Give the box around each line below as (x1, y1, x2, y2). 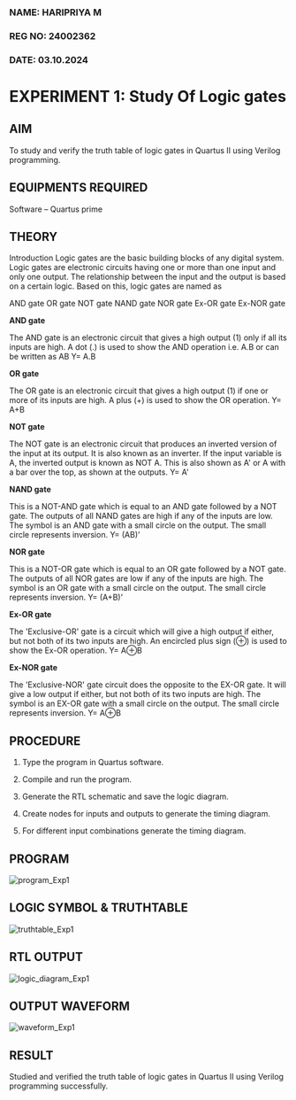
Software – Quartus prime (9, 204, 103, 214)
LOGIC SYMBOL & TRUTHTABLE (9, 901, 188, 916)
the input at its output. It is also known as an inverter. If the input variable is (9, 448, 283, 459)
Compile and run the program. (21, 774, 133, 785)
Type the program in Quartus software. (21, 757, 164, 768)
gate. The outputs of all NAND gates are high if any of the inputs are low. (9, 511, 274, 522)
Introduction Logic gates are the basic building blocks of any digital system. (9, 252, 285, 263)
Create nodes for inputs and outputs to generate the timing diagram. (21, 809, 271, 819)
